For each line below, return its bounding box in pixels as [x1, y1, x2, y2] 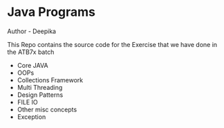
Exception [17, 112, 46, 121]
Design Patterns [17, 91, 64, 99]
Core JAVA [17, 61, 48, 69]
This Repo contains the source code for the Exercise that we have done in [7, 40, 218, 48]
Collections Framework [17, 75, 84, 84]
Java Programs [7, 4, 95, 20]
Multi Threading [17, 83, 63, 91]
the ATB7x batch [7, 48, 55, 56]
